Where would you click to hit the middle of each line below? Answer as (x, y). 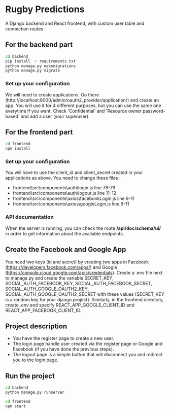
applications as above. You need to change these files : (63, 178)
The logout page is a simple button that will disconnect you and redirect (88, 355)
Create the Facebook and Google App (66, 250)
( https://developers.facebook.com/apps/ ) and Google (61, 267)
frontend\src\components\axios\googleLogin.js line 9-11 (71, 204)
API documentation (30, 217)
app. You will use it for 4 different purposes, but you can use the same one (83, 106)
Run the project (30, 376)
